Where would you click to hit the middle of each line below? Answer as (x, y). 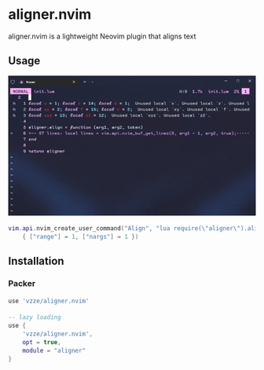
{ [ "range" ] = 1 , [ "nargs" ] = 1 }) (81, 236)
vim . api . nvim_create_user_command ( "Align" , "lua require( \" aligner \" (125, 229)
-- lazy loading (35, 317)
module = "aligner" (54, 350)
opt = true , (42, 342)
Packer (22, 284)
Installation (36, 261)
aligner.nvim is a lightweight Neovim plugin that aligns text (102, 36)
